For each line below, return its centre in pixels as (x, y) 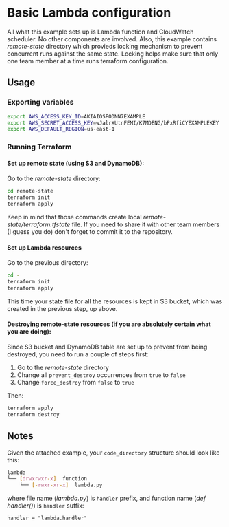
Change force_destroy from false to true (76, 383)
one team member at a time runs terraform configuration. (88, 61)
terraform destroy (33, 414)
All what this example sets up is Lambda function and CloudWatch (100, 32)
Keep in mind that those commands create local (74, 217)
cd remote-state (30, 191)
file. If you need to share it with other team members (146, 224)
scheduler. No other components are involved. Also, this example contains (112, 39)
